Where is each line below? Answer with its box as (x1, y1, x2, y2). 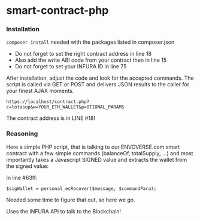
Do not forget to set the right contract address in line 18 (14, 50, 151, 58)
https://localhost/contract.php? (6, 99, 90, 105)
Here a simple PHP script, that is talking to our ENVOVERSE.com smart (6, 143, 180, 150)
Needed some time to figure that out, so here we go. (6, 196, 136, 203)
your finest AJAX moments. (6, 88, 74, 95)
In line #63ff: (6, 174, 38, 181)
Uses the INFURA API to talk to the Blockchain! (6, 207, 122, 215)
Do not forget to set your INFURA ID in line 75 (14, 63, 127, 70)
